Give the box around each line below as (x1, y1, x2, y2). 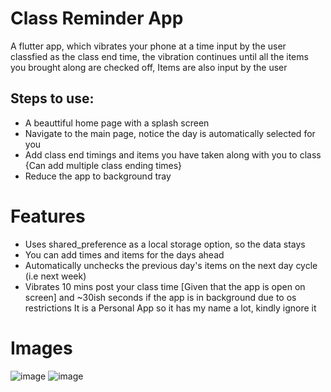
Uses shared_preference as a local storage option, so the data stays (24, 238, 306, 250)
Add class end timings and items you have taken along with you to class (24, 148, 322, 161)
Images (10, 337, 73, 359)
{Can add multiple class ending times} (24, 159, 183, 171)
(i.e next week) (24, 270, 87, 282)
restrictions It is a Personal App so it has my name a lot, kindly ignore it (24, 302, 317, 314)
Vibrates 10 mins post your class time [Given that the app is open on (24, 280, 306, 292)
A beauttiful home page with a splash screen (24, 117, 210, 129)
